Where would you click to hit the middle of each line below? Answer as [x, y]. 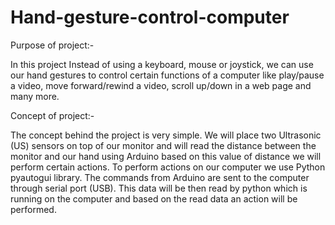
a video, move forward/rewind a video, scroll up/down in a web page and [161, 85]
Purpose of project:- [52, 45]
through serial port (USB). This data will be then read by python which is [159, 188]
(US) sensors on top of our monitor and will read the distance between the [163, 145]
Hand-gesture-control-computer [150, 17]
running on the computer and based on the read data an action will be [154, 198]
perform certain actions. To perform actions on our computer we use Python [168, 167]
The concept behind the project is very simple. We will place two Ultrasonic [166, 135]
